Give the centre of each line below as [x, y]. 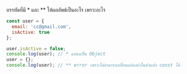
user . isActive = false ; [36, 48]
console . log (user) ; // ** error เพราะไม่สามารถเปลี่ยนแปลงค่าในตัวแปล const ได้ [93, 65]
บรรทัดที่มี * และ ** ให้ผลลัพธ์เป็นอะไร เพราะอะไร [56, 10]
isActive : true [31, 32]
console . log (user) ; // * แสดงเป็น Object [56, 54]
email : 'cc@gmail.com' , [41, 27]
